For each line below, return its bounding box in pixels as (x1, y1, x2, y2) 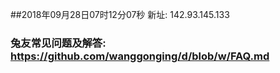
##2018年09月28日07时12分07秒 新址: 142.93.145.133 (10, 9, 230, 20)
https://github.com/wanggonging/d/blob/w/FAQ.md (10, 49, 270, 63)
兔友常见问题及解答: (10, 36, 107, 50)
